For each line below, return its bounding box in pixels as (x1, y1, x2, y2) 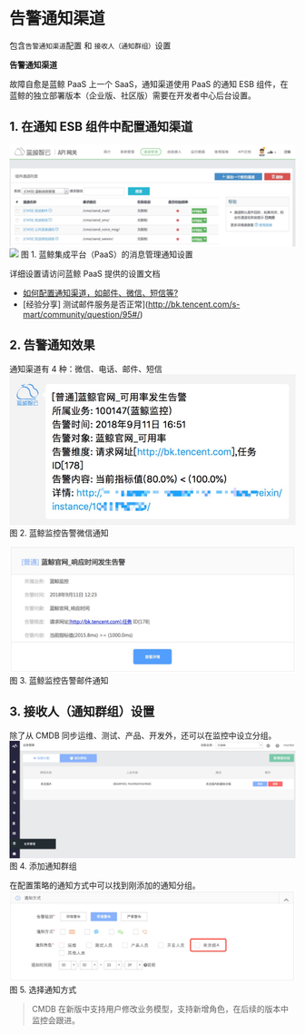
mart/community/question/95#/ (22, 309, 141, 320)
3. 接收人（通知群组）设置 (9, 704, 155, 720)
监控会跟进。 (31, 1015, 80, 1026)
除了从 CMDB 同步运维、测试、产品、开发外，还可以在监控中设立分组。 (9, 730, 277, 741)
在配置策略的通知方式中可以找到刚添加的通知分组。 (9, 880, 201, 891)
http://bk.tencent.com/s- (148, 299, 241, 310)
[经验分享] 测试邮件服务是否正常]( (22, 299, 149, 310)
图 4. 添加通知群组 (9, 861, 77, 872)
